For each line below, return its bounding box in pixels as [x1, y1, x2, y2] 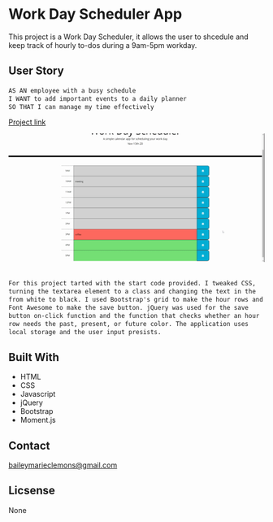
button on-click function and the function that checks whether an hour [8, 312, 260, 320]
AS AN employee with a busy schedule [8, 86, 136, 94]
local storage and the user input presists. [8, 328, 162, 337]
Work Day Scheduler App [8, 5, 183, 24]
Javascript [19, 389, 56, 399]
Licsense [8, 484, 55, 498]
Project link [8, 117, 46, 127]
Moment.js [19, 415, 56, 425]
